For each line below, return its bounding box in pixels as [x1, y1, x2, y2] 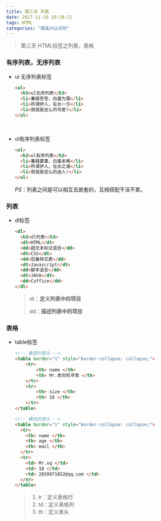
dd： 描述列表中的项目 [29, 307, 83, 314]
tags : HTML [6, 20, 33, 25]
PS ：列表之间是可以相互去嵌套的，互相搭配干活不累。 [14, 186, 146, 193]
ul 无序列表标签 [14, 73, 52, 80]
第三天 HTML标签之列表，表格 [20, 42, 94, 49]
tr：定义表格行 [38, 494, 74, 501]
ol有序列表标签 [14, 135, 51, 142]
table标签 [14, 339, 38, 346]
